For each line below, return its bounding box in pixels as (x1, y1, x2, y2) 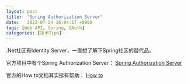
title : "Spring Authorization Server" (6, 14, 103, 20)
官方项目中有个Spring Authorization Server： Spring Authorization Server (6, 60, 182, 66)
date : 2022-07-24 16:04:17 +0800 (6, 19, 93, 25)
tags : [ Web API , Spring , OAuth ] (6, 24, 85, 31)
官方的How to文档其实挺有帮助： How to (6, 72, 103, 79)
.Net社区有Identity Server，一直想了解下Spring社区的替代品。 (6, 47, 155, 54)
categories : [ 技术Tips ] (6, 30, 62, 36)
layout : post (6, 8, 38, 15)
